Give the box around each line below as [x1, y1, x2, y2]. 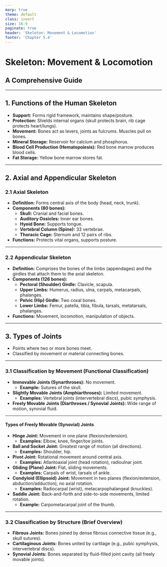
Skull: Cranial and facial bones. [19, 210, 84, 217]
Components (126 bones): [12, 276, 68, 282]
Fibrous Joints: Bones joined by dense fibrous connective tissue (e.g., [12, 530, 157, 536]
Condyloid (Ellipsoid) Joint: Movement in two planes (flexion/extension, [12, 475, 161, 481]
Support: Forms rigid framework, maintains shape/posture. [12, 112, 134, 118]
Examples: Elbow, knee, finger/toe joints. [19, 438, 104, 444]
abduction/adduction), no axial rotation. [12, 480, 93, 486]
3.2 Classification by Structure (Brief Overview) [5, 519, 123, 526]
